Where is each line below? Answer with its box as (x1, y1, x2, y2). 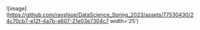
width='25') (110, 18, 139, 24)
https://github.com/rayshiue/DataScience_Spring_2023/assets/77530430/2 (8, 11, 194, 18)
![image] (6, 5, 27, 12)
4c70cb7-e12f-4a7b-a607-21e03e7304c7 (6, 18, 109, 24)
